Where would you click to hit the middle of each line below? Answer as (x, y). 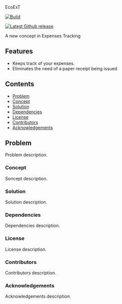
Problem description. (26, 155)
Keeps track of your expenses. (43, 63)
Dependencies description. (33, 226)
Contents (20, 84)
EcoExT (13, 7)
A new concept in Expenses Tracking (43, 36)
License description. (26, 249)
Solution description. (26, 202)
